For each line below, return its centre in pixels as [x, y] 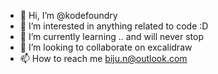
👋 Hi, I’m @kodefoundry [68, 15]
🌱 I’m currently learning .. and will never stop [111, 36]
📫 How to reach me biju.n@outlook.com [103, 58]
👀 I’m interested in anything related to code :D [114, 26]
